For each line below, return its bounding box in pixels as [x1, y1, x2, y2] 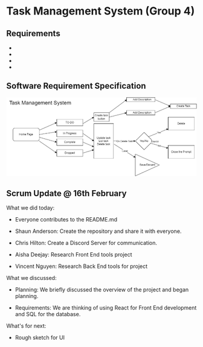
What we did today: [6, 204, 55, 212]
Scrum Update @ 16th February [6, 188, 127, 199]
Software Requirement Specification [6, 81, 146, 91]
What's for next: [6, 322, 47, 329]
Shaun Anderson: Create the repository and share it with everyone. [14, 228, 182, 235]
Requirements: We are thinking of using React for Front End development [14, 304, 197, 311]
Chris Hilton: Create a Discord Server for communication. [14, 240, 157, 247]
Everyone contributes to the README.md [14, 216, 118, 223]
